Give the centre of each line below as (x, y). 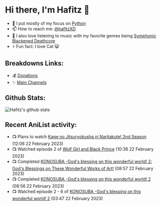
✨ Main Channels (29, 82)
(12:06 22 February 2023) (38, 144)
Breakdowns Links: (34, 63)
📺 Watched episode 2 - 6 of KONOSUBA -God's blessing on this (76, 191)
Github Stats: (25, 98)
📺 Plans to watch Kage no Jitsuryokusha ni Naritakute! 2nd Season (79, 137)
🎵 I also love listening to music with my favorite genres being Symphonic (84, 35)
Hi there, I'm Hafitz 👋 (47, 10)
